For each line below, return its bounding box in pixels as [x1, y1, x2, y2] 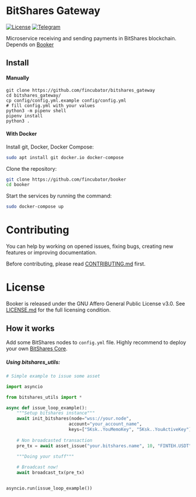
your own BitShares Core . [6, 345, 68, 352]
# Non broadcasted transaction [16, 437, 93, 443]
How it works [6, 323, 55, 333]
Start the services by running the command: [6, 192, 112, 199]
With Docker [6, 130, 37, 137]
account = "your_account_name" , [68, 421, 142, 427]
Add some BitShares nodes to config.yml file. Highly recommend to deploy [6, 339, 187, 346]
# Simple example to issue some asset [6, 373, 100, 379]
